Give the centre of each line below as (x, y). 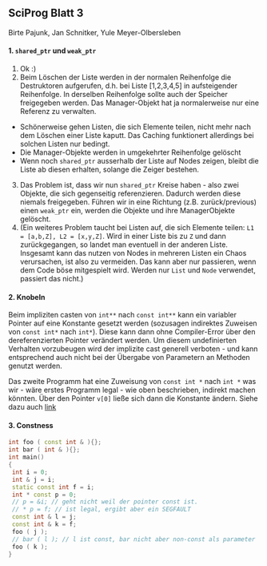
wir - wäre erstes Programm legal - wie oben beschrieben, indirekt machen (132, 390)
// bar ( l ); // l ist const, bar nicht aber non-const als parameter (133, 539)
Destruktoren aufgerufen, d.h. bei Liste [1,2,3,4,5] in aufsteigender (129, 86)
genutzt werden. (35, 366)
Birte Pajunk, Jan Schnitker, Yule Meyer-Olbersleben (95, 32)
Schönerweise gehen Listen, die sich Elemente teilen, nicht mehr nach (135, 127)
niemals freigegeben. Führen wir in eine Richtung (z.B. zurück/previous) (138, 202)
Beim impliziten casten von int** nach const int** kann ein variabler (123, 315)
